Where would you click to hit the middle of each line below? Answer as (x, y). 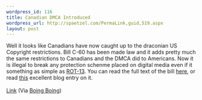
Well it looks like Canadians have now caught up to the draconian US (92, 46)
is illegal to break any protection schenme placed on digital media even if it (99, 65)
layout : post (23, 29)
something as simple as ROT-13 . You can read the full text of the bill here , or (101, 71)
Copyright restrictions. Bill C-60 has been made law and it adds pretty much (101, 52)
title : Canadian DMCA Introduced (48, 17)
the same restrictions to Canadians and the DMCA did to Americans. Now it (100, 58)
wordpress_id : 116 (29, 12)
